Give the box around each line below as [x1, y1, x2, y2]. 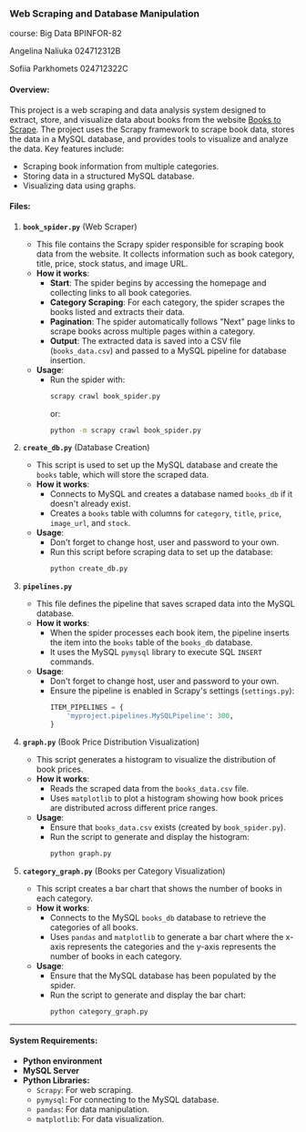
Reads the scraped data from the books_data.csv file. [49, 783, 249, 793]
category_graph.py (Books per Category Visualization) [22, 865, 226, 876]
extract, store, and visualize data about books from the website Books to [9, 114, 281, 125]
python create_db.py [49, 564, 128, 573]
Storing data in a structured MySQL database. [22, 170, 195, 181]
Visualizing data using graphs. [22, 180, 137, 191]
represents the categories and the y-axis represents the [66, 941, 277, 952]
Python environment [22, 1055, 103, 1066]
